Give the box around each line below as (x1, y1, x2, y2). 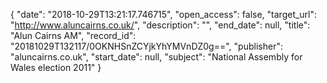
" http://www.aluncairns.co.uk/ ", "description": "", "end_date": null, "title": (10, 19, 311, 31)
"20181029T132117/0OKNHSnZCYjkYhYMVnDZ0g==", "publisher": (10, 40, 283, 52)
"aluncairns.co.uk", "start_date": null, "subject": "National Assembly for (10, 51, 303, 63)
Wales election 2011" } (10, 62, 102, 73)
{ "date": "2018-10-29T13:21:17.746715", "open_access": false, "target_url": (10, 9, 318, 20)
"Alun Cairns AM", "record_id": (10, 30, 137, 41)
